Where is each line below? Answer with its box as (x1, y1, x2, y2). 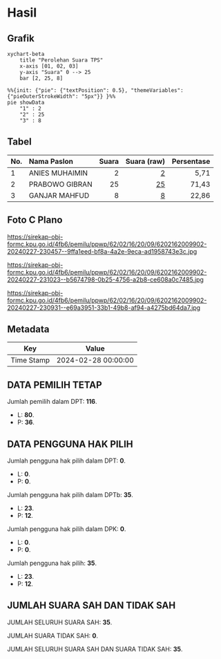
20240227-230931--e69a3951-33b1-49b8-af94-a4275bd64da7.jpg (7, 303, 201, 312)
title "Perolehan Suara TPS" (19, 57, 104, 64)
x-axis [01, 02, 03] (19, 63, 79, 70)
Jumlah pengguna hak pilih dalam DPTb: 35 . (7, 491, 133, 499)
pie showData (7, 99, 45, 106)
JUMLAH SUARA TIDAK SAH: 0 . (7, 631, 99, 640)
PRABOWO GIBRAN (28, 179, 93, 189)
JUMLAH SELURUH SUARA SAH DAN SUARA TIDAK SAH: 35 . (7, 644, 183, 653)
